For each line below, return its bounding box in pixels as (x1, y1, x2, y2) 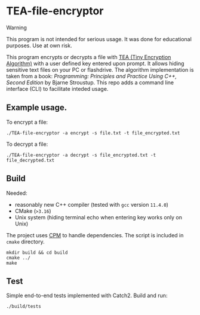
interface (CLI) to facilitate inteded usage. (6, 85, 109, 92)
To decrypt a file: (6, 140, 48, 148)
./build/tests (6, 304, 42, 310)
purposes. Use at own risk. (6, 42, 73, 49)
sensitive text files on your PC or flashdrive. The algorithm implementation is (6, 66, 194, 73)
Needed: (6, 189, 28, 197)
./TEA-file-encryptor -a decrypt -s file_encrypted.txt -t (6, 152, 156, 158)
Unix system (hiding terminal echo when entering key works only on (14, 213, 182, 221)
